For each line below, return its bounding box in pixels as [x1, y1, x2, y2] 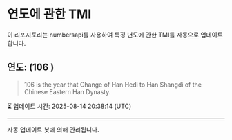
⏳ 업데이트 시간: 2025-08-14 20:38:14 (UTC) [7, 102, 132, 110]
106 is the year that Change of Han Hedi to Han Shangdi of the [23, 80, 202, 89]
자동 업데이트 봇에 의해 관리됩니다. [7, 125, 99, 134]
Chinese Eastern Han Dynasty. [23, 87, 111, 96]
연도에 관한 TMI [7, 6, 92, 22]
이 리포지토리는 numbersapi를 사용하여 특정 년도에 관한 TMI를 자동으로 [7, 30, 200, 39]
